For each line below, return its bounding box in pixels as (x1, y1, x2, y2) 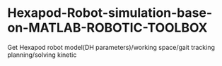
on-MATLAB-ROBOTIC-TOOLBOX (7, 20, 208, 36)
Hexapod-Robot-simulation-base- (7, 5, 213, 21)
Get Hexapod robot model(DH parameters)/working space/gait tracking (7, 43, 216, 51)
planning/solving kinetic (7, 51, 77, 59)
